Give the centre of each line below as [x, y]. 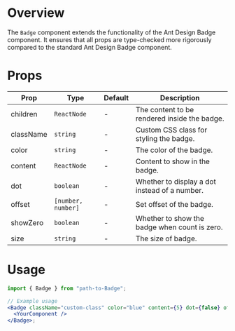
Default [116, 97]
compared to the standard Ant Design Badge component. [90, 47]
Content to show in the [172, 161]
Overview [36, 13]
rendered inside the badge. [180, 119]
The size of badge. [166, 238]
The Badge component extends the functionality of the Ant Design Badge [112, 32]
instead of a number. [170, 190]
